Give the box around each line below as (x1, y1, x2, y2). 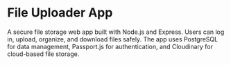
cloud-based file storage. (7, 50, 80, 58)
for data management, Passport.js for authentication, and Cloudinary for (7, 42, 214, 50)
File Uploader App (7, 5, 113, 21)
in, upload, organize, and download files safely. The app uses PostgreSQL (7, 35, 219, 43)
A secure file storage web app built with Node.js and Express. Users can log (7, 28, 225, 36)
